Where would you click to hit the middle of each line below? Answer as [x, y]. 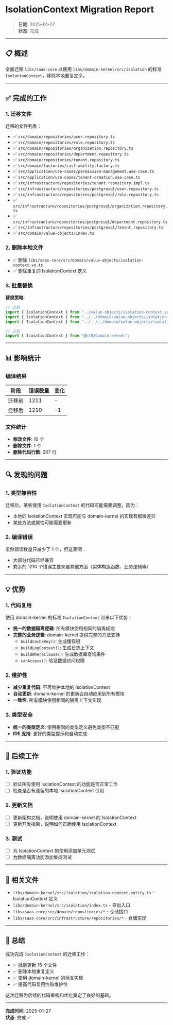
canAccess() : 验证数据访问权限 [53, 661]
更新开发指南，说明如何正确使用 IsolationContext [65, 824]
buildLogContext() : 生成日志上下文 [57, 648]
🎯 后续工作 [22, 756]
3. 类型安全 [19, 715]
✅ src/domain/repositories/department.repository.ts [71, 154]
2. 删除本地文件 [24, 248]
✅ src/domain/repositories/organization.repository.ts [73, 148]
